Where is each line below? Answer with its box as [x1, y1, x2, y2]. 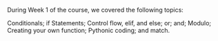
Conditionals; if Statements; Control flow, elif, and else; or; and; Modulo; [7, 19, 212, 27]
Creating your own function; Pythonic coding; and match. [7, 27, 170, 34]
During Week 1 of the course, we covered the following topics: [7, 6, 184, 14]
